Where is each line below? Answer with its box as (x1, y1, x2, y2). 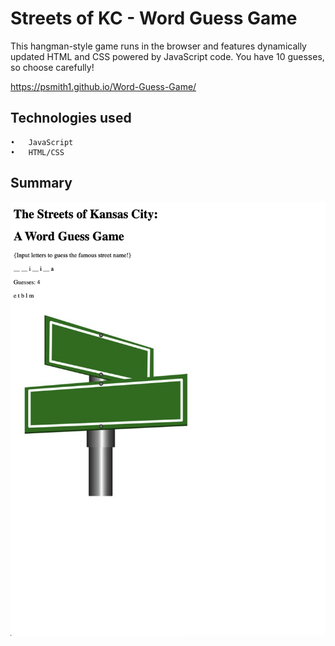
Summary (10, 175, 73, 192)
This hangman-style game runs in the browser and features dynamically (10, 40, 307, 52)
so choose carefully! (10, 61, 95, 73)
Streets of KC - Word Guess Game (10, 7, 298, 30)
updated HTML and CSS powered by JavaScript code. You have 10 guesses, (10, 50, 325, 62)
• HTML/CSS (10, 147, 65, 157)
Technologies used (10, 110, 132, 127)
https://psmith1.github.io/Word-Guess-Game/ (10, 80, 197, 92)
